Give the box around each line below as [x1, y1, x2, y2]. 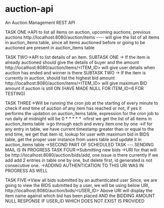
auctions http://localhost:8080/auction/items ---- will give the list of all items [5, 34, 160, 40]
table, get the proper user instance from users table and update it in [5, 136, 142, 142]
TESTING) [5, 91, 25, 96]
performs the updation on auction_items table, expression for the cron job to [5, 110, 159, 116]
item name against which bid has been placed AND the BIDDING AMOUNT [5, 192, 155, 199]
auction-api [5, 3, 54, 15]
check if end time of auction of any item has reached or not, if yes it [5, 105, 142, 111]
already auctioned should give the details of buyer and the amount [5, 59, 140, 65]
